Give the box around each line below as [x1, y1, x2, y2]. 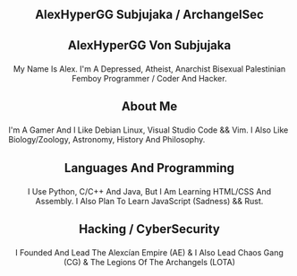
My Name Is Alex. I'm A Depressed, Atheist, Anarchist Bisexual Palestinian [13, 63, 286, 74]
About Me [121, 99, 178, 115]
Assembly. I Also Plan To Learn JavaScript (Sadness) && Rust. [35, 195, 264, 206]
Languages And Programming [64, 160, 234, 176]
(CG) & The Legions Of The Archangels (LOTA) [63, 256, 236, 267]
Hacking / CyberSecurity [78, 221, 221, 237]
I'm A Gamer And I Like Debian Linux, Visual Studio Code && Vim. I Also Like [8, 125, 289, 135]
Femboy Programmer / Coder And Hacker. [72, 73, 227, 83]
